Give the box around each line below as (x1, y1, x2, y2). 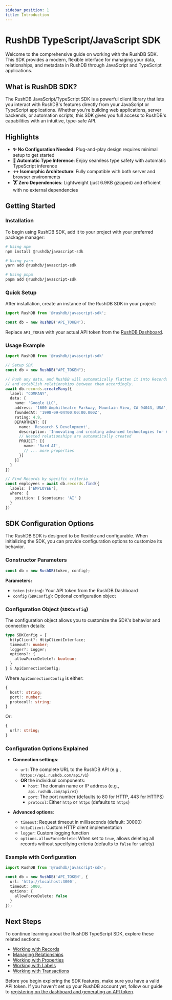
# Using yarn (5, 258, 33, 263)
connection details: (5, 622, 46, 629)
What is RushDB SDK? (5, 82, 77, 91)
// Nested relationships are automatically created (18, 434, 132, 439)
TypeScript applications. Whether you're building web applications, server (5, 107, 162, 113)
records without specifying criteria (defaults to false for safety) (20, 841, 155, 847)
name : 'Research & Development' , (18, 424, 91, 429)
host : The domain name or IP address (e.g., (28, 783, 119, 789)
